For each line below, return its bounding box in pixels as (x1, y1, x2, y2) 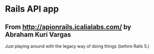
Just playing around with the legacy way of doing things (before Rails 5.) (5, 43, 150, 49)
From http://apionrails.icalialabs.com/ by (5, 23, 132, 31)
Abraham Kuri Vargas (5, 30, 71, 38)
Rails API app (5, 3, 59, 15)
